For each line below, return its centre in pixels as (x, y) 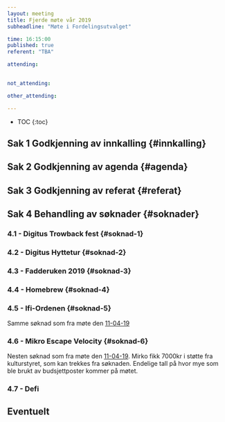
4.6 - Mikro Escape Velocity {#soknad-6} (78, 341)
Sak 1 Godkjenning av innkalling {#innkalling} (107, 143)
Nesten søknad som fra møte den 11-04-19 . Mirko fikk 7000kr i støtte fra (110, 356)
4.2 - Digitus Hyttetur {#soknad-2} (67, 252)
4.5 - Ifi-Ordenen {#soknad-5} (60, 308)
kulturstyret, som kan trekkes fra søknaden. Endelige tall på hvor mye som (113, 364)
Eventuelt (28, 411)
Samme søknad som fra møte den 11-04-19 (69, 324)
